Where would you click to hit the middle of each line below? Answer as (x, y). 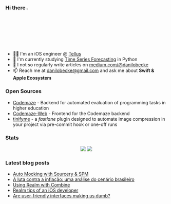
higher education (31, 108)
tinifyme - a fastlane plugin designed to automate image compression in (89, 119)
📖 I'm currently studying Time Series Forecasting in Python (75, 59)
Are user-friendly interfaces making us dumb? (61, 196)
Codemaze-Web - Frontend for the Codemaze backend (71, 113)
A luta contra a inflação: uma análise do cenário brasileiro (73, 179)
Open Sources (24, 91)
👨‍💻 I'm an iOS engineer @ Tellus (47, 54)
